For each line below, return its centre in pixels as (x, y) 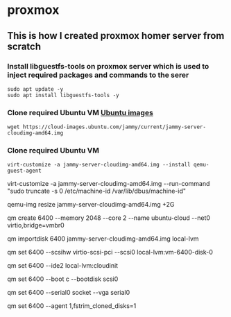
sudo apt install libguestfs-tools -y (63, 95)
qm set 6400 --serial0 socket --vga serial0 (69, 293)
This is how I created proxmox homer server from (116, 36)
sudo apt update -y (35, 89)
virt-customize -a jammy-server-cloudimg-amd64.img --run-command (109, 184)
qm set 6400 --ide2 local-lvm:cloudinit (63, 266)
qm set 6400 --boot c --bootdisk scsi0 (63, 279)
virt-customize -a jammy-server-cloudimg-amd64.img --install (99, 165)
